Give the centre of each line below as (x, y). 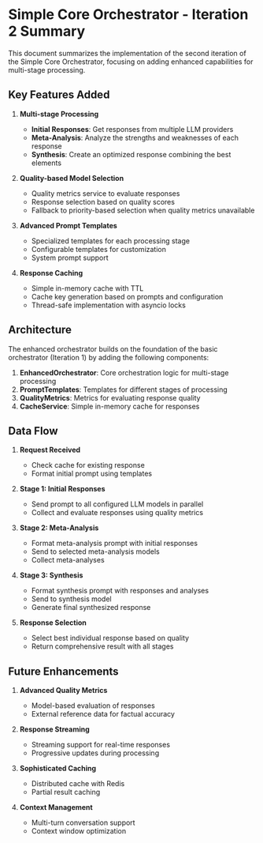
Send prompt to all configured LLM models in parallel (117, 504)
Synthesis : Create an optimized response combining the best (131, 154)
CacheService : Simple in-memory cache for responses (109, 406)
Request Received (50, 450)
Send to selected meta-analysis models (95, 551)
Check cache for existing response (88, 465)
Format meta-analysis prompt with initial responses (115, 544)
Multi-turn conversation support (83, 822)
